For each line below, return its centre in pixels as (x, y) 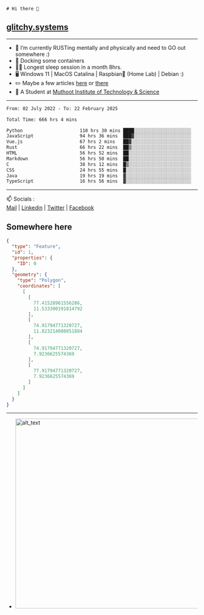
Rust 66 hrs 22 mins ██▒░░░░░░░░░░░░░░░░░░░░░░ (99, 148)
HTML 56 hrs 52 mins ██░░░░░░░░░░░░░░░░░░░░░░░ (99, 153)
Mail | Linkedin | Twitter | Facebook (50, 208)
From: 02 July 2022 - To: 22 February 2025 (62, 108)
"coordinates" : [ (39, 286)
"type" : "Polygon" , (42, 280)
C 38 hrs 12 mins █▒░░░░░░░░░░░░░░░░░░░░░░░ (99, 164)
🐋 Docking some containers (50, 60)
